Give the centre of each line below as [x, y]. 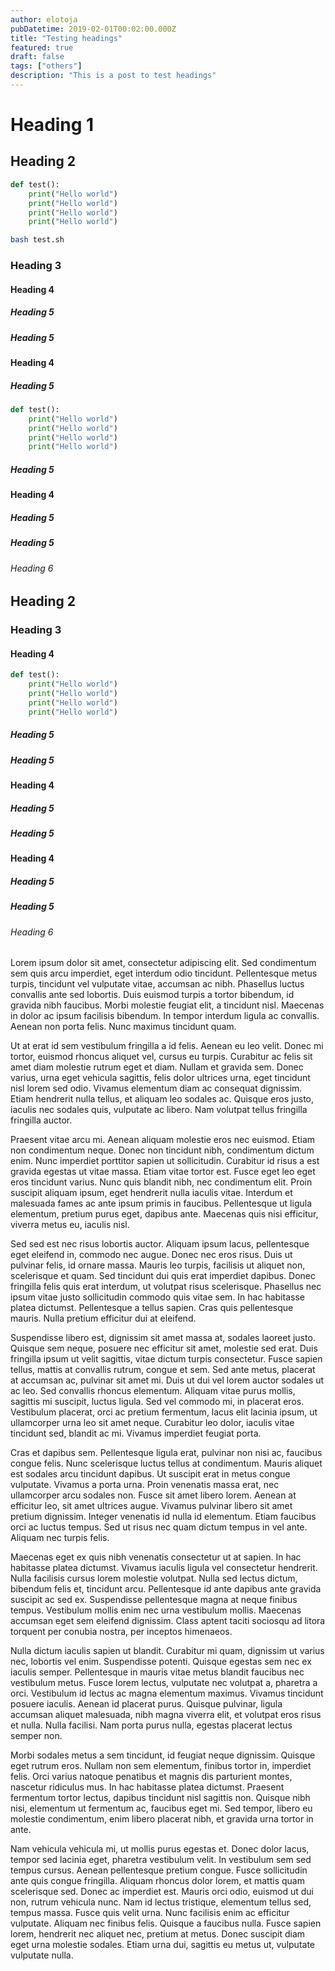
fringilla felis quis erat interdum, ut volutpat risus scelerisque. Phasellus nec [166, 1287]
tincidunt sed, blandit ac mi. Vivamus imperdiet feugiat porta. [136, 1433]
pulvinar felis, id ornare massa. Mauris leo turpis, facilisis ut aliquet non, [158, 1265]
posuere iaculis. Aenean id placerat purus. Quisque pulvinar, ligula [146, 1704]
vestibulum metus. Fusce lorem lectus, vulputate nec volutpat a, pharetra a [164, 1683]
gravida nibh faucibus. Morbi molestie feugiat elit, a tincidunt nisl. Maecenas [167, 1005]
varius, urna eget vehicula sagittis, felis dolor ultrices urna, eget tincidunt [160, 1078]
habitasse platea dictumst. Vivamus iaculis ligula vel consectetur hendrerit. [164, 1568]
